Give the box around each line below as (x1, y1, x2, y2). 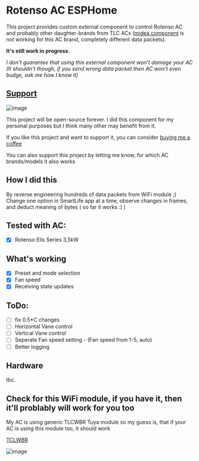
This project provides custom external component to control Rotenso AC (6, 23, 183, 30)
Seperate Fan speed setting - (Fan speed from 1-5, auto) (14, 336, 153, 344)
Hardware (6, 360, 43, 371)
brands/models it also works (6, 158, 76, 165)
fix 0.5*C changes (14, 316, 60, 323)
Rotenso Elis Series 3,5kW (14, 236, 79, 243)
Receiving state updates (14, 283, 74, 290)
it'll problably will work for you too (6, 403, 135, 413)
